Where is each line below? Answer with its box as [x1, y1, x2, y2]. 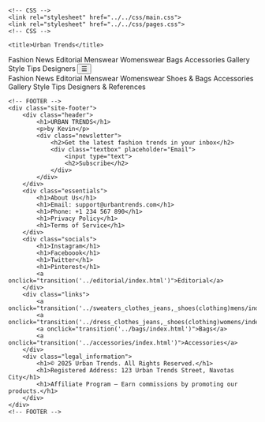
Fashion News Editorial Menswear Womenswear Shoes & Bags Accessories [8, 74, 254, 83]
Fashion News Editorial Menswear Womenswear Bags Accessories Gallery [8, 55, 250, 64]
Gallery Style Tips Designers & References [8, 82, 146, 91]
